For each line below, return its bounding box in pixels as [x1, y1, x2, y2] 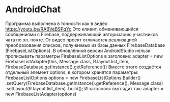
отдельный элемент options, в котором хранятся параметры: [5, 69, 139, 75]
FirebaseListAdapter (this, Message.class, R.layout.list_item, [5, 58, 130, 64]
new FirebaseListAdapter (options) [5, 91, 77, 97]
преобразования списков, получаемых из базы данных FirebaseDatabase [5, 42, 165, 48]
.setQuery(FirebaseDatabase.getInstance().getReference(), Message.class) [5, 80, 163, 86]
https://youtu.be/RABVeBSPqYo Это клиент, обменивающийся [5, 25, 139, 32]
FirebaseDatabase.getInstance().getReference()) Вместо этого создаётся [5, 64, 161, 70]
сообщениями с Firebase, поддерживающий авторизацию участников [5, 31, 158, 37]
